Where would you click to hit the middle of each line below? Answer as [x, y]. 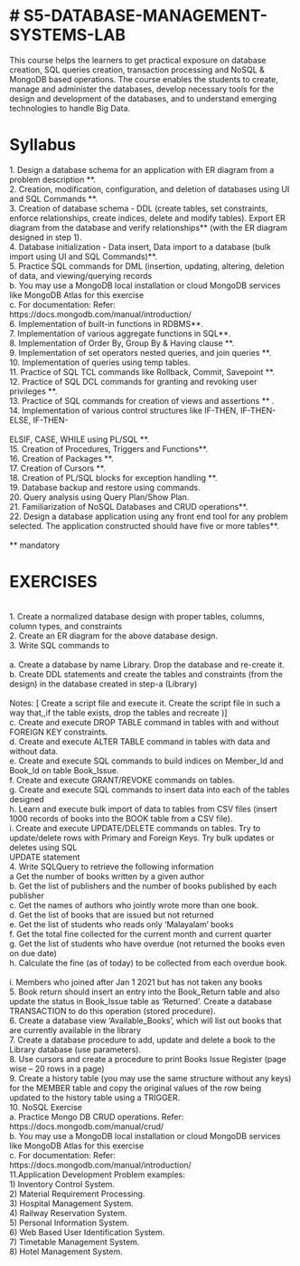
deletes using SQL [43, 847]
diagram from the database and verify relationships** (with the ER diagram [148, 227]
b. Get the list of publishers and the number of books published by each [143, 886]
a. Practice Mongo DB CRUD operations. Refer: [97, 1117]
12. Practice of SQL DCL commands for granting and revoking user [133, 381]
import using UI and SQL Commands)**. [84, 256]
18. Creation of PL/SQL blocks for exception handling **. [113, 477]
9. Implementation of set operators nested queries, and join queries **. [141, 352]
